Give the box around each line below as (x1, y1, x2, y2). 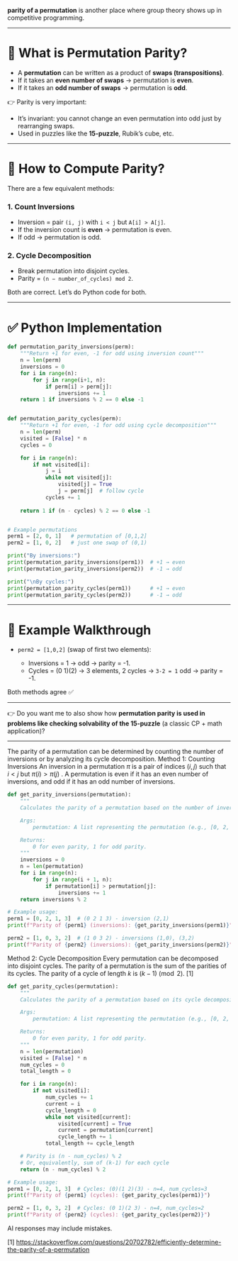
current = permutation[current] (57, 1127, 154, 1134)
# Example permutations (7, 526, 78, 533)
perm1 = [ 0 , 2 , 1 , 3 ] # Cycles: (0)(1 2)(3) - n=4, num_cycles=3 (7, 1185, 208, 1192)
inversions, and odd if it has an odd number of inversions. (7, 777, 176, 786)
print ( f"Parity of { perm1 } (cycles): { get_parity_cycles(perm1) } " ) (7, 1191, 211, 1199)
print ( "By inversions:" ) (7, 552, 81, 560)
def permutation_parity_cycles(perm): (7, 415, 122, 423)
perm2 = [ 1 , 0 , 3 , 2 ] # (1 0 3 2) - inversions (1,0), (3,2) (7, 935, 195, 942)
